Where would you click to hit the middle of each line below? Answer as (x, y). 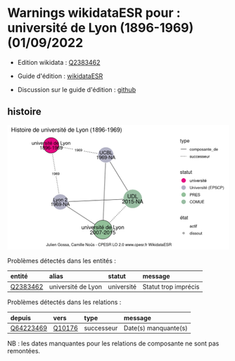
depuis (21, 317)
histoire (25, 112)
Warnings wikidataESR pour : (94, 13)
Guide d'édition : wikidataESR (60, 76)
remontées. (24, 351)
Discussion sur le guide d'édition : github (76, 89)
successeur (101, 328)
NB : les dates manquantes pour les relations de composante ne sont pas (113, 343)
